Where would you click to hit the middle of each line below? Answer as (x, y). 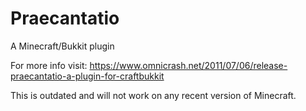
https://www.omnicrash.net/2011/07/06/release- (188, 65)
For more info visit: (49, 65)
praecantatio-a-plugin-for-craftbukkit (87, 76)
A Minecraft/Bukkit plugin (62, 46)
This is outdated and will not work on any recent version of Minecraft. (153, 95)
